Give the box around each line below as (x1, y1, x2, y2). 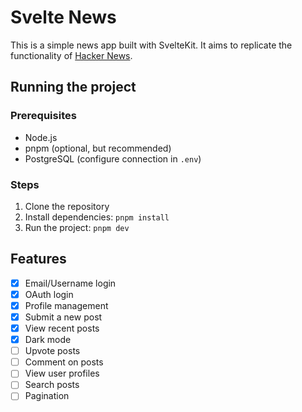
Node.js (24, 131, 58, 143)
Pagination (24, 390, 70, 402)
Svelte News (10, 6, 117, 29)
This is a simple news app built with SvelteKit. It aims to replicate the (10, 39, 293, 51)
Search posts (24, 379, 80, 391)
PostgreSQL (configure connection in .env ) (24, 152, 202, 165)
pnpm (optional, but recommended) (24, 142, 172, 154)
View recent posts (24, 322, 100, 334)
